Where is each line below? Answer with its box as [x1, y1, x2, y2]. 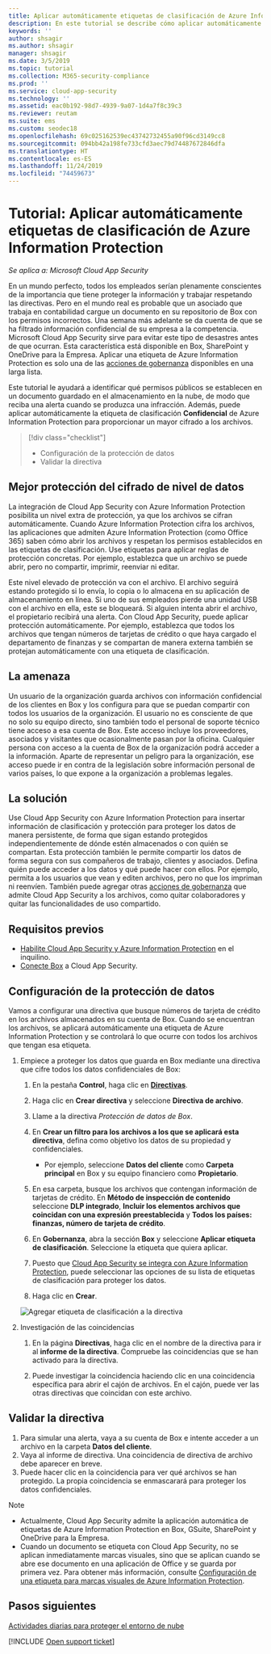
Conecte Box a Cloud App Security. [19, 961, 138, 970]
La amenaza [8, 670, 71, 684]
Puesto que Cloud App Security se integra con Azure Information [31, 1258, 248, 1268]
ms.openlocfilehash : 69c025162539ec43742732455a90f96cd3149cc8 [8, 132, 226, 140]
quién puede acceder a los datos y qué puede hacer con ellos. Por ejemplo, [8, 865, 260, 874]
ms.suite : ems [8, 117, 56, 125]
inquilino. [19, 953, 51, 962]
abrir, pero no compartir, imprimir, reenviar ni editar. [8, 562, 180, 571]
